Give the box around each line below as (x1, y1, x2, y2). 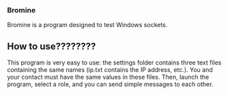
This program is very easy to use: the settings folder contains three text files (7, 58, 222, 66)
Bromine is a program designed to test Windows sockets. (7, 21, 168, 29)
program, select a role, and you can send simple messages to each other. (7, 80, 214, 88)
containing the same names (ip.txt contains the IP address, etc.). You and (7, 66, 213, 74)
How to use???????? (7, 40, 96, 52)
